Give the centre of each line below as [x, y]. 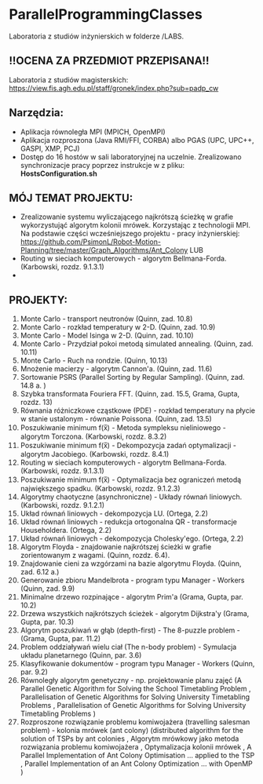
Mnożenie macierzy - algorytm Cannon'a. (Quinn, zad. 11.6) [116, 369]
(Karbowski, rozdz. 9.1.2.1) [62, 505]
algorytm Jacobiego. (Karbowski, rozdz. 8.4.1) [95, 454]
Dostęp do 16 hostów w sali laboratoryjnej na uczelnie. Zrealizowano [131, 157]
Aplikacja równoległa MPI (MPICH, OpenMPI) [93, 132]
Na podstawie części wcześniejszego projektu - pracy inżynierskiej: [130, 234]
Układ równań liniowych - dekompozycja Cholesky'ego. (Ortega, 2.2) [132, 538]
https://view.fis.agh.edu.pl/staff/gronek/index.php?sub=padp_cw [114, 88]
